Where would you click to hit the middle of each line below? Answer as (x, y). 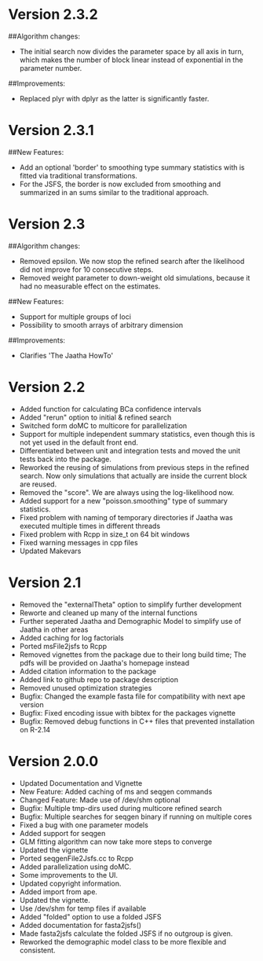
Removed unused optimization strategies (86, 688)
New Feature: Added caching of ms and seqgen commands (116, 791)
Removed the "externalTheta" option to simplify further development (130, 604)
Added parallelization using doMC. (75, 867)
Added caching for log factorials (71, 637)
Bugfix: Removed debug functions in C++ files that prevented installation (137, 721)
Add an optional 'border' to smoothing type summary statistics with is (132, 167)
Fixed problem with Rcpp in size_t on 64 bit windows (104, 534)
